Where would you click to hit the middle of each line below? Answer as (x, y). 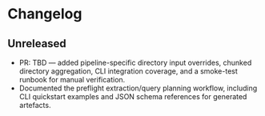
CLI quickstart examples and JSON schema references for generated (133, 96)
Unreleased (37, 44)
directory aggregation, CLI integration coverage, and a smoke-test (128, 71)
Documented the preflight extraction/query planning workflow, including (138, 88)
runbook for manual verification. (72, 80)
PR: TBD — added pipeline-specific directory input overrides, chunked (135, 62)
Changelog (45, 14)
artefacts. (35, 105)
